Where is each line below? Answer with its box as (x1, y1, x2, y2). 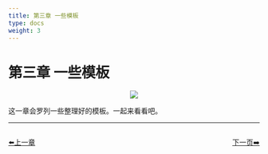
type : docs (8, 19, 45, 27)
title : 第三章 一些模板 (8, 11, 79, 20)
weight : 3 (8, 26, 41, 34)
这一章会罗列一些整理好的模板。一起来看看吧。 (8, 106, 162, 116)
